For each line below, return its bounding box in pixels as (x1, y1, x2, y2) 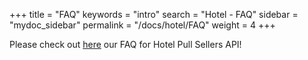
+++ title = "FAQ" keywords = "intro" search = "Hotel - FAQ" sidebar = (9, 9, 299, 20)
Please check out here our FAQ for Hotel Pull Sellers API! (9, 39, 242, 50)
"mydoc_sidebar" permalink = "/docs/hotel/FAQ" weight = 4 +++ (9, 19, 276, 31)
